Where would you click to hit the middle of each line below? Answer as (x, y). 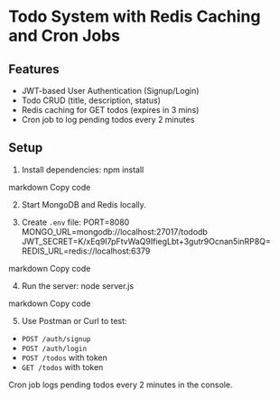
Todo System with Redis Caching (135, 17)
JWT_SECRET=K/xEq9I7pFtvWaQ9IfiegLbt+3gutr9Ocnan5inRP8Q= (146, 241)
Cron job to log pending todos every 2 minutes (108, 120)
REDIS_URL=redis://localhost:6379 (86, 251)
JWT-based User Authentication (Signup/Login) (110, 91)
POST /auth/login (54, 348)
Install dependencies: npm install (83, 170)
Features (34, 69)
